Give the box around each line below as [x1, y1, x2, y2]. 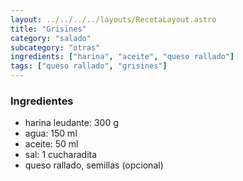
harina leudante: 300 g [24, 117, 119, 129]
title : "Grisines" [10, 24, 87, 34]
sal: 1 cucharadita [24, 149, 98, 161]
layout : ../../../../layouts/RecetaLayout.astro [10, 14, 217, 25]
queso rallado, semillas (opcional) [24, 159, 164, 171]
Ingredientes [10, 94, 74, 108]
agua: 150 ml [24, 127, 78, 140]
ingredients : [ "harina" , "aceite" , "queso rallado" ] [10, 52, 235, 62]
